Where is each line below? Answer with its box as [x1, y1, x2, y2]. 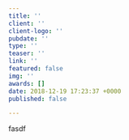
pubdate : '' [8, 34, 49, 43]
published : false [8, 95, 67, 103]
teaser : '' [8, 49, 45, 57]
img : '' [8, 72, 35, 80]
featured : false [8, 65, 63, 73]
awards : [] [8, 79, 45, 87]
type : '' [8, 42, 38, 50]
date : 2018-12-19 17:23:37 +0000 [8, 87, 122, 95]
